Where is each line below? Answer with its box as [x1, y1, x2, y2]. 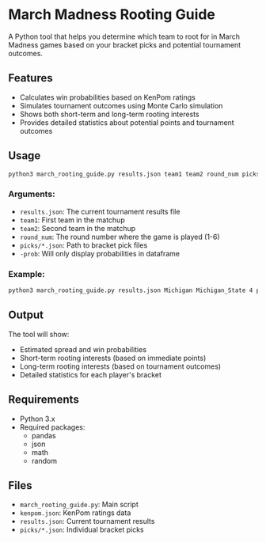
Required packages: [19, 422, 85, 432]
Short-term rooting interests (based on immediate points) [19, 353, 207, 362]
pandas [31, 430, 57, 440]
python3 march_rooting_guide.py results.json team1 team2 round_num [8, 170, 239, 178]
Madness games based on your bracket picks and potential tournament [8, 40, 241, 49]
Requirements [8, 393, 79, 407]
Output [8, 309, 44, 322]
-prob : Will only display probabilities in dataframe [19, 248, 180, 258]
